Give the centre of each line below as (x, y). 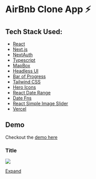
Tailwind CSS (27, 82)
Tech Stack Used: (34, 31)
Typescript (24, 60)
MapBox (21, 66)
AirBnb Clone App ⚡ (48, 9)
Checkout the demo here (31, 137)
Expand (13, 171)
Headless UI (26, 71)
